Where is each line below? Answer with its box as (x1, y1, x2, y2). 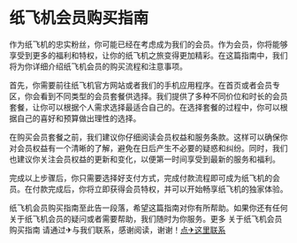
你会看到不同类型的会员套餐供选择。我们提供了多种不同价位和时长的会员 (24, 90, 288, 102)
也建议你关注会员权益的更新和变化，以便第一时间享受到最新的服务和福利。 (9, 154, 280, 164)
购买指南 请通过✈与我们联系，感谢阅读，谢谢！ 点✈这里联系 (9, 224, 226, 235)
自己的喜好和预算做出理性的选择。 (16, 112, 141, 124)
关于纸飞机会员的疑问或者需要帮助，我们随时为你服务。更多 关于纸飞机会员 (9, 213, 283, 224)
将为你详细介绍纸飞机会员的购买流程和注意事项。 (9, 61, 187, 72)
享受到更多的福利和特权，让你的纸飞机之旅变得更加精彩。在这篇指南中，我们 (9, 49, 288, 60)
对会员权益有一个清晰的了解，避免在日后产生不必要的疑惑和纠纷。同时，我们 (9, 142, 288, 153)
